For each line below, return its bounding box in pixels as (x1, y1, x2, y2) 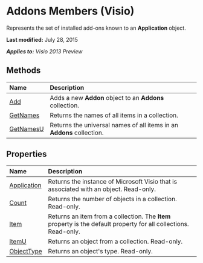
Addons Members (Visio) (6, 4, 135, 18)
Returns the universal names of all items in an (50, 121, 178, 129)
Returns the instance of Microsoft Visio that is (48, 177, 177, 185)
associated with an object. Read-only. (48, 185, 156, 193)
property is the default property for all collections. (48, 219, 189, 228)
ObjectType (9, 247, 42, 255)
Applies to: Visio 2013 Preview (6, 47, 83, 55)
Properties (6, 149, 47, 159)
